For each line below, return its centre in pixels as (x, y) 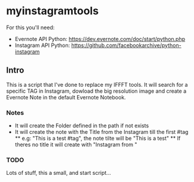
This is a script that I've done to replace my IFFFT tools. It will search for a (97, 84)
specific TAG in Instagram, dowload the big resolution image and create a (96, 91)
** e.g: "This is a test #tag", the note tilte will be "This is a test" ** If (98, 139)
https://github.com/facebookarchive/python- (127, 45)
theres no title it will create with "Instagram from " (76, 145)
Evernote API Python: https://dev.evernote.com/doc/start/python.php (100, 39)
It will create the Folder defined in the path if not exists (82, 125)
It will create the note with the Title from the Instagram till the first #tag (101, 132)
